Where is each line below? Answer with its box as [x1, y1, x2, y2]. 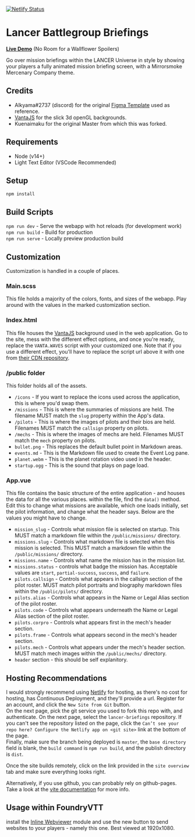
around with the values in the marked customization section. [6, 302, 151, 309]
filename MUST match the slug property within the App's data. [14, 412, 165, 419]
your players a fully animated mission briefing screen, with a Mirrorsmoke [6, 63, 182, 70]
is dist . [6, 751, 24, 758]
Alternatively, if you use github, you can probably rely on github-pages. [6, 780, 177, 786]
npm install [6, 191, 35, 197]
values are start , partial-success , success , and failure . [14, 569, 150, 576]
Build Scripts [6, 207, 54, 217]
